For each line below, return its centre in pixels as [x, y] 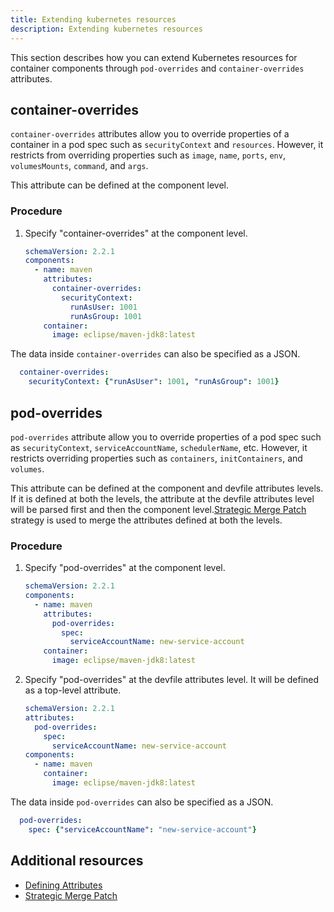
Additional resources [77, 861]
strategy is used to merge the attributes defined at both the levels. [146, 520]
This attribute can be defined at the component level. [120, 185]
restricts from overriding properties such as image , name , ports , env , [148, 155]
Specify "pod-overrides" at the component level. [125, 568]
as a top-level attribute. [73, 690]
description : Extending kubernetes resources [106, 29]
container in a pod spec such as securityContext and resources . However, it [167, 145]
